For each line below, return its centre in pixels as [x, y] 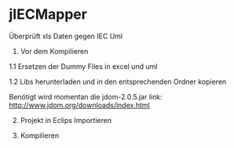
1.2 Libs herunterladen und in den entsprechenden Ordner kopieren [118, 81]
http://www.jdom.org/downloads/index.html [79, 105]
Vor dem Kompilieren [54, 51]
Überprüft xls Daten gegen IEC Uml [66, 36]
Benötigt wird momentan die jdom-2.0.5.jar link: [86, 96]
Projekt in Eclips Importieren [66, 120]
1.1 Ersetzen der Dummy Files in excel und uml [83, 66]
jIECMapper [48, 14]
